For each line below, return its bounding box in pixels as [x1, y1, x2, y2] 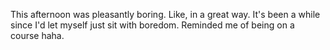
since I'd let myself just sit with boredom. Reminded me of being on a [10, 19, 295, 31]
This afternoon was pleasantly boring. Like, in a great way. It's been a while [10, 9, 321, 20]
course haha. [10, 30, 65, 41]
